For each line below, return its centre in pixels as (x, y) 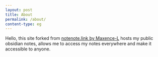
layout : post (19, 10)
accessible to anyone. (28, 49)
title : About (19, 15)
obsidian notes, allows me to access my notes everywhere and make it (78, 44)
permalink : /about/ (26, 19)
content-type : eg (23, 24)
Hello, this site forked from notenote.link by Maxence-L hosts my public (79, 38)
